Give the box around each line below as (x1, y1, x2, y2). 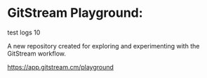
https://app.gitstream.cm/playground (7, 63, 114, 71)
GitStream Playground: (7, 5, 143, 21)
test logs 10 (7, 28, 41, 37)
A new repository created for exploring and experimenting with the (7, 41, 200, 50)
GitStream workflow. (7, 49, 67, 58)
